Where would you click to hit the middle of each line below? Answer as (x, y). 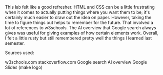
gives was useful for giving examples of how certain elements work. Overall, (82, 33)
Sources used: (20, 53)
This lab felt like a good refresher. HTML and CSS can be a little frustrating (80, 7)
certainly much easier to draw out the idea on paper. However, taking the (78, 17)
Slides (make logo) (24, 67)
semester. (15, 43)
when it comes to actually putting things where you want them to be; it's (78, 12)
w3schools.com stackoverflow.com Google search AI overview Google (76, 62)
